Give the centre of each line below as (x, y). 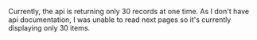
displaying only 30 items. (49, 28)
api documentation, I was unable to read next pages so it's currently (120, 20)
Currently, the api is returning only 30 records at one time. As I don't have (128, 11)
